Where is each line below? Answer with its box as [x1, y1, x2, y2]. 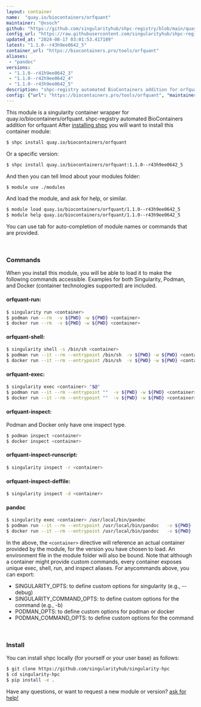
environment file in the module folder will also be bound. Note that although [6, 551, 193, 559]
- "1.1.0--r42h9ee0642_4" [8, 75, 74, 81]
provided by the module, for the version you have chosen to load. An [6, 545, 175, 553]
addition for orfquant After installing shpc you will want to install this [6, 121, 173, 129]
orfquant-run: [6, 296, 42, 303]
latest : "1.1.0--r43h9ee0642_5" [6, 43, 87, 48]
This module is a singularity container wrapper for [6, 108, 129, 116]
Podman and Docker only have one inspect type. [6, 421, 127, 429]
